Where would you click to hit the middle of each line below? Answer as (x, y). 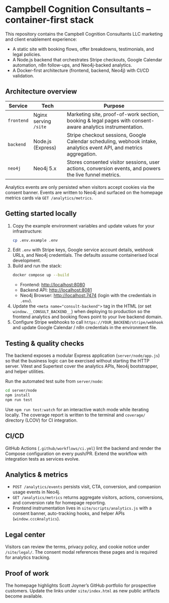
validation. (23, 76)
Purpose (114, 106)
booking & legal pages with (99, 120)
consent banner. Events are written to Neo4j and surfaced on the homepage (84, 192)
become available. (24, 596)
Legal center (25, 535)
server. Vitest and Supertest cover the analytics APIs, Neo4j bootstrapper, (82, 366)
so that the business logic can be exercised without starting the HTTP (77, 361)
